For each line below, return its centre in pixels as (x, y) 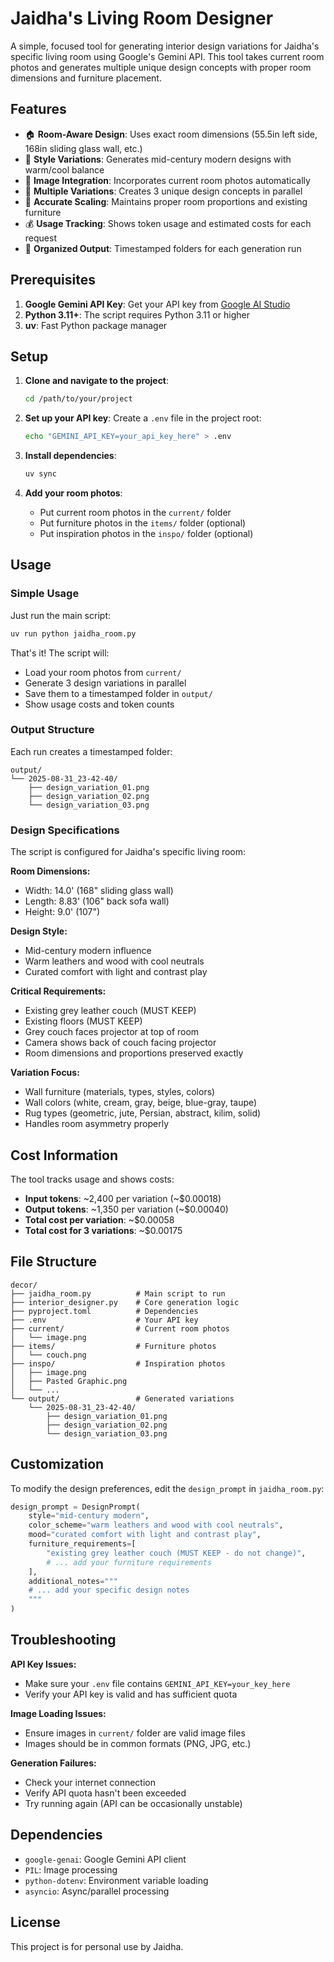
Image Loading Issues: (58, 1713)
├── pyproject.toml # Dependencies (104, 1311)
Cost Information (64, 1155)
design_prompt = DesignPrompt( (75, 1507)
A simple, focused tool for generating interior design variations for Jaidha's (165, 46)
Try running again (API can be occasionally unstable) (133, 1803)
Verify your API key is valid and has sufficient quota (131, 1694)
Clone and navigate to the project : (97, 381)
